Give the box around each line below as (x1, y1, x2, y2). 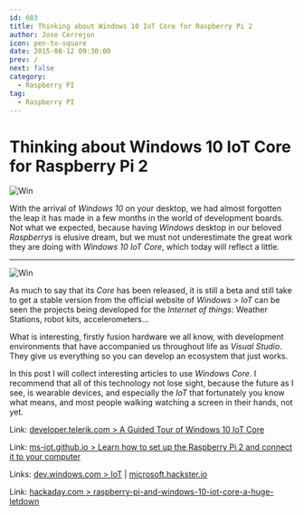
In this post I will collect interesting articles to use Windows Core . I (9, 368, 257, 379)
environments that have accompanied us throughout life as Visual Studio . (9, 341, 282, 352)
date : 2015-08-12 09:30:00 (9, 47, 111, 56)
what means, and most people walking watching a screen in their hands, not (9, 397, 293, 408)
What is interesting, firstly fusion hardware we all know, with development (9, 331, 284, 342)
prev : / (9, 55, 39, 64)
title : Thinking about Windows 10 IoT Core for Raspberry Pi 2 (9, 22, 253, 31)
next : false (9, 64, 54, 73)
